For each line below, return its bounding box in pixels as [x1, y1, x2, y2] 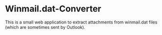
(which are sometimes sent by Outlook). [5, 24, 85, 30]
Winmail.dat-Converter [5, 3, 101, 14]
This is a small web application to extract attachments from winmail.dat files [5, 19, 158, 25]
